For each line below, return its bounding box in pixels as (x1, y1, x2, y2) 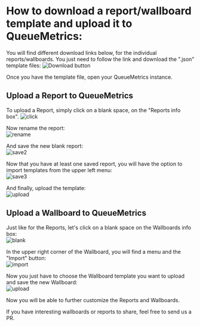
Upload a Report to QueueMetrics (6, 91, 133, 101)
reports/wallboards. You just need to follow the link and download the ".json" (6, 55, 195, 63)
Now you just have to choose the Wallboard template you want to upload (6, 272, 185, 280)
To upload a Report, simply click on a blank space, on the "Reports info (6, 106, 181, 114)
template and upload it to (6, 17, 133, 30)
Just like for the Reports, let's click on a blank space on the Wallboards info (6, 223, 192, 231)
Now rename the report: (6, 124, 66, 132)
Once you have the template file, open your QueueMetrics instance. (6, 73, 173, 80)
